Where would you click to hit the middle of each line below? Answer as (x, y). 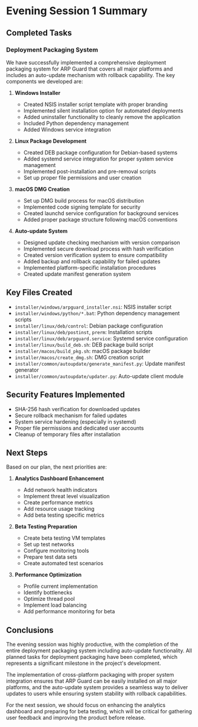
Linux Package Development (51, 141)
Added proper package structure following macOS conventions (100, 219)
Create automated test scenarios (63, 563)
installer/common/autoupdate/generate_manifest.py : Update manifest (100, 363)
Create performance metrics (58, 502)
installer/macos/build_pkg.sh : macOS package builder (82, 351)
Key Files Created (39, 292)
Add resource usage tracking (59, 509)
